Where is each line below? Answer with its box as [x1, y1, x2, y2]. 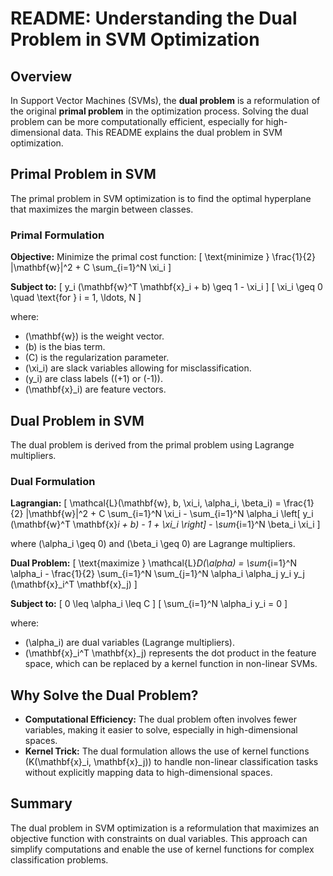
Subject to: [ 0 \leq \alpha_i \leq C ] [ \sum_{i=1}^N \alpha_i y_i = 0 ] [10, 598, 288, 610]
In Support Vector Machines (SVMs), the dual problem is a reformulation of [10, 95, 321, 106]
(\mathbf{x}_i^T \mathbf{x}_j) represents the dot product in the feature [24, 647, 317, 659]
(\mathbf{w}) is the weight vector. [24, 330, 165, 342]
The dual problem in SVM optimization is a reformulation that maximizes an [10, 822, 320, 834]
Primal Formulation [10, 228, 105, 242]
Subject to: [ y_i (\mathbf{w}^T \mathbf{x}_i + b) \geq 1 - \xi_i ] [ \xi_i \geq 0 [10, 281, 323, 293]
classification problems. [10, 853, 109, 866]
